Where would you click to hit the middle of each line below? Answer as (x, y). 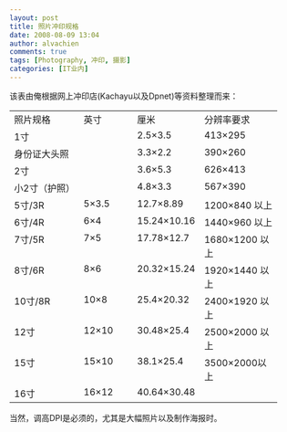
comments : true (38, 52)
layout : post (34, 18)
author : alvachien (44, 43)
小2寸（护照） (45, 188)
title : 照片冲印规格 (44, 26)
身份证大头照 (42, 153)
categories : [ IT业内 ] (49, 69)
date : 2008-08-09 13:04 (55, 35)
